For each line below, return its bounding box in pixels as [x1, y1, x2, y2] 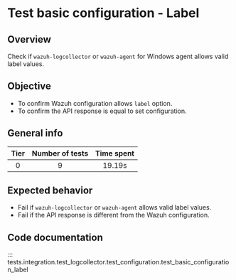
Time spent [95, 148, 135, 158]
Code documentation [7, 231, 103, 243]
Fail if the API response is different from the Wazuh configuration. [17, 211, 210, 220]
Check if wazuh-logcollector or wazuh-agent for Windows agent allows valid [7, 52, 229, 60]
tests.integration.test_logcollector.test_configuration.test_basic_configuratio [7, 258, 230, 266]
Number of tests [31, 148, 89, 158]
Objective [7, 80, 52, 92]
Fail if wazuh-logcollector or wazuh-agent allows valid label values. [17, 203, 212, 212]
